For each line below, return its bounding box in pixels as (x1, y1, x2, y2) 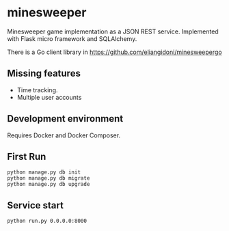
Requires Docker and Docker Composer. (7, 131, 121, 139)
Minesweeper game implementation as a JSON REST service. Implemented (7, 27, 219, 36)
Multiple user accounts (16, 93, 82, 101)
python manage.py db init (7, 169, 81, 176)
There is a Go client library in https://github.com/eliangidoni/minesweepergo (7, 48, 222, 56)
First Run (7, 150, 46, 162)
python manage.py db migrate (7, 175, 90, 182)
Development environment (7, 113, 124, 124)
